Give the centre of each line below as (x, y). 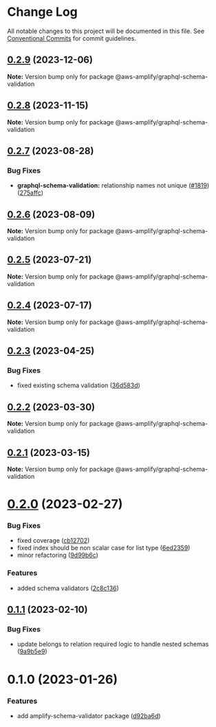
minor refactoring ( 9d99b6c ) (57, 555)
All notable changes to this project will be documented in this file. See (106, 31)
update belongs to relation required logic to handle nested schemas (113, 644)
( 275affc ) (30, 193)
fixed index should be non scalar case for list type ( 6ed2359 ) (104, 548)
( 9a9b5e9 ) (32, 651)
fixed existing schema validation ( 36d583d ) (79, 385)
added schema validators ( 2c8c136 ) (68, 588)
